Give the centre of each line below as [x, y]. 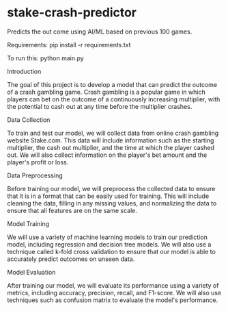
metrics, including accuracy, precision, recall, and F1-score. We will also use [114, 293]
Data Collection [29, 120]
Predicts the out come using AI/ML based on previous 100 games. [100, 32]
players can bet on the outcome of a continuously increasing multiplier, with [114, 99]
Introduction [24, 71]
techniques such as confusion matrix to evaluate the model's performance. [113, 300]
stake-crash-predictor [72, 13]
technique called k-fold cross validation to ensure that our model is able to [112, 251]
